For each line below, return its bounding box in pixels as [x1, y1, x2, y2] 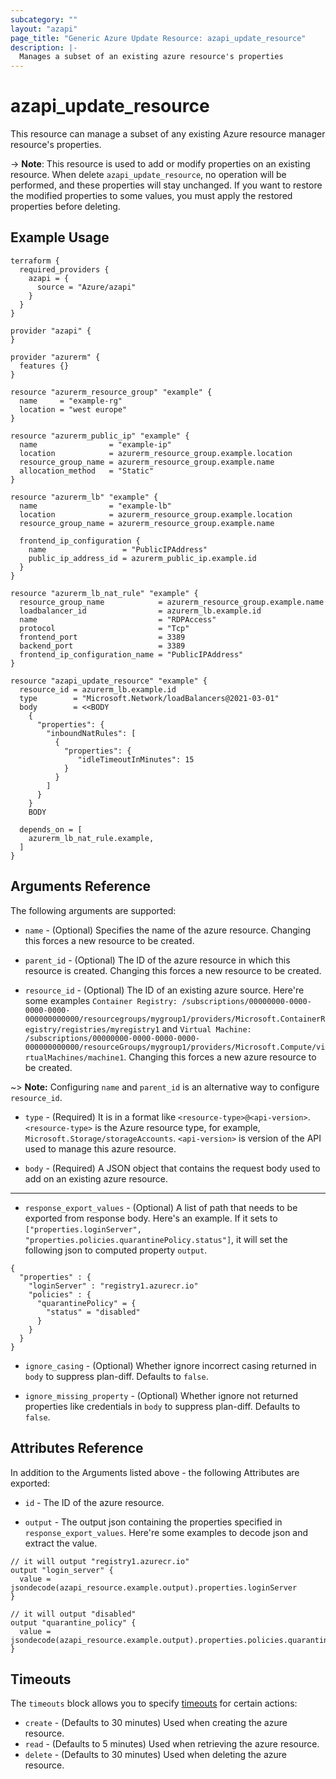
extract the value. [24, 1537, 98, 1549]
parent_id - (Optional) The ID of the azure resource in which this [24, 954, 291, 966]
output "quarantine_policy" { [10, 1617, 137, 1628]
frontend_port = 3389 [19, 632, 186, 642]
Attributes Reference [10, 1440, 144, 1457]
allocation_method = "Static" [19, 466, 155, 476]
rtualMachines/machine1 [24, 1052, 125, 1063]
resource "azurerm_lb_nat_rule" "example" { [10, 588, 199, 598]
